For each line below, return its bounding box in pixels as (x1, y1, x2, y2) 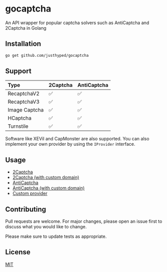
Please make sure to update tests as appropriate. (5, 233, 107, 239)
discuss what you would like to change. (5, 224, 87, 230)
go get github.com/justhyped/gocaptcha (5, 53, 89, 58)
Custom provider (12, 191, 48, 197)
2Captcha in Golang (5, 25, 47, 31)
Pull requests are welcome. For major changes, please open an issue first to (5, 218, 162, 224)
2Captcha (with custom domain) (12, 174, 79, 180)
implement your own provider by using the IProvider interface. (5, 141, 136, 147)
